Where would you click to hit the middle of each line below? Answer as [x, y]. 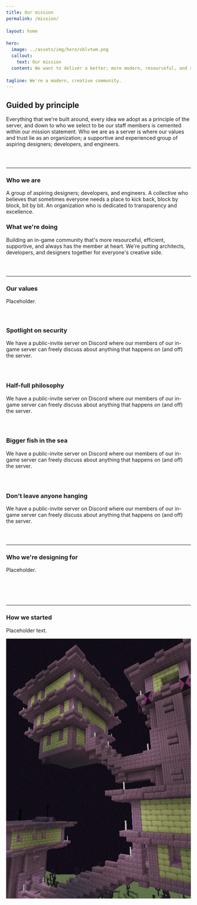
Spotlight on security [37, 330]
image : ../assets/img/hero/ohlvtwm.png [60, 50]
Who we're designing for [42, 557]
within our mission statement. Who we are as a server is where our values [95, 132]
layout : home [22, 31]
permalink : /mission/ [33, 18]
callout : [22, 56]
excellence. [20, 212]
